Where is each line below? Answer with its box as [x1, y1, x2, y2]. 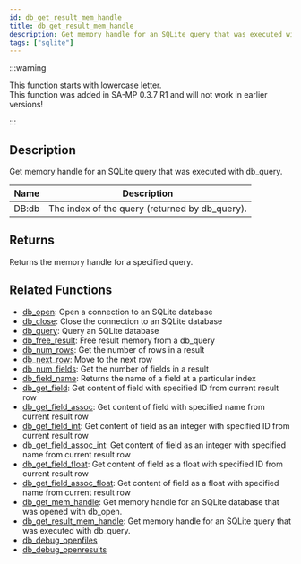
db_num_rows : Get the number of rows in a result [21, 344, 205, 355]
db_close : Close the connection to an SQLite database [21, 315, 223, 327]
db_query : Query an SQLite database [21, 325, 159, 336]
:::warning [9, 63, 47, 73]
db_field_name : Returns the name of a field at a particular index [21, 372, 257, 383]
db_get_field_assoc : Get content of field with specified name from [21, 401, 266, 412]
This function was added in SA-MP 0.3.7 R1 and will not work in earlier [9, 90, 268, 100]
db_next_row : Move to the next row [21, 354, 153, 364]
